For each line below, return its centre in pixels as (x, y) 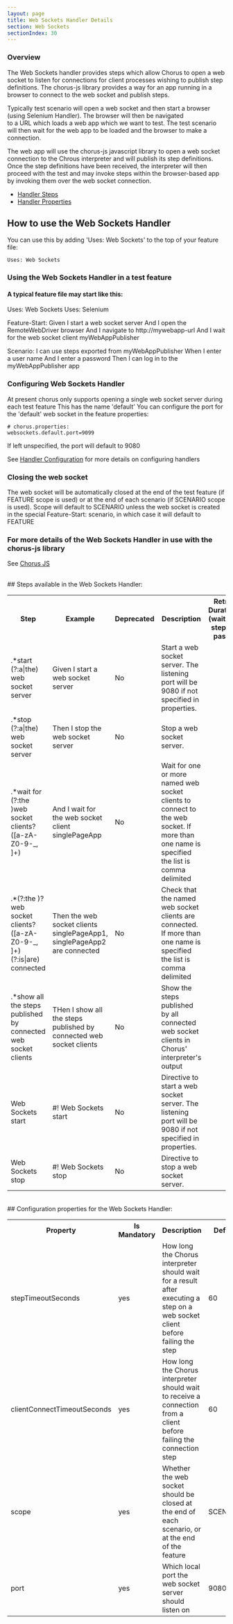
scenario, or (181, 1529)
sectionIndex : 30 (32, 33)
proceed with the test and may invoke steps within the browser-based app (113, 173)
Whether (176, 1468)
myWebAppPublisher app (43, 366)
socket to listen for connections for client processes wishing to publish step (115, 80)
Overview (24, 58)
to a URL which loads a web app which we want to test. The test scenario (112, 123)
